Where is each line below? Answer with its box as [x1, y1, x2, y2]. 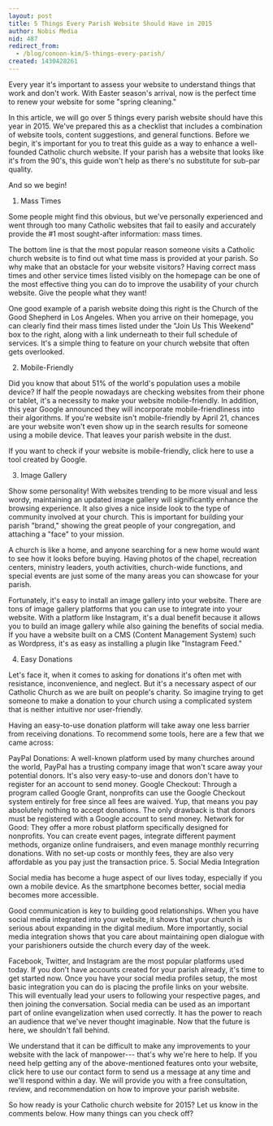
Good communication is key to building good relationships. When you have [8, 906, 259, 915]
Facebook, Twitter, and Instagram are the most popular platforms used [8, 956, 245, 966]
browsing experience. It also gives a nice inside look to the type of [8, 503, 231, 513]
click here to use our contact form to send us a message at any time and [8, 1067, 251, 1076]
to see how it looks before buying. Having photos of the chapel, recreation [8, 554, 258, 563]
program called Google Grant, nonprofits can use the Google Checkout [8, 788, 245, 798]
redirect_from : [8, 42, 60, 50]
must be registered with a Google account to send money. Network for [8, 814, 245, 824]
